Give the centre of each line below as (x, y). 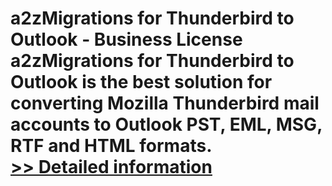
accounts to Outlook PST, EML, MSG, (166, 124)
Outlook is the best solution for (141, 82)
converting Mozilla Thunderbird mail (165, 103)
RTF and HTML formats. (111, 146)
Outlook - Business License (126, 39)
